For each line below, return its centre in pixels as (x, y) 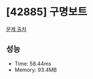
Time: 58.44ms (33, 63)
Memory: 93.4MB (36, 70)
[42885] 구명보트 (47, 12)
